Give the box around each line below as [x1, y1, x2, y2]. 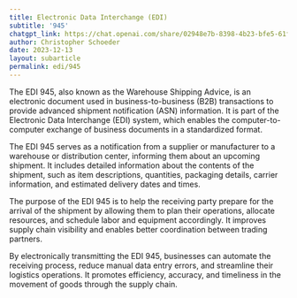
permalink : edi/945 [9, 63, 81, 72]
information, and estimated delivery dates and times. [9, 179, 201, 189]
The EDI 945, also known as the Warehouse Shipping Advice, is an [9, 86, 252, 97]
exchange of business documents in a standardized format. [46, 124, 263, 134]
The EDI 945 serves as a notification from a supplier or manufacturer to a [9, 141, 276, 151]
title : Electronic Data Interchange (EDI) [9, 12, 168, 22]
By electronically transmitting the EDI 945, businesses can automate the [9, 250, 271, 261]
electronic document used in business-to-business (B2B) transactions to [9, 96, 274, 106]
